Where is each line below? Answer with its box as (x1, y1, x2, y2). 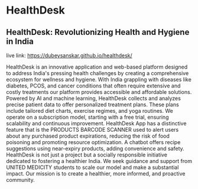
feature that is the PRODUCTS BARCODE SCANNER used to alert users (6, 126, 179, 133)
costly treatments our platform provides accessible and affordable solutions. (6, 89, 192, 95)
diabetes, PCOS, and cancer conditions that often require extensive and (6, 82, 181, 89)
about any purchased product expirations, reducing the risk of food (6, 132, 170, 139)
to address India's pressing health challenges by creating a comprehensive (6, 70, 189, 77)
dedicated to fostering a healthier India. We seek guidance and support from (6, 158, 192, 164)
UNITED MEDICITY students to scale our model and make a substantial (6, 164, 179, 171)
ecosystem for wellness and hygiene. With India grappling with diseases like (6, 76, 192, 83)
